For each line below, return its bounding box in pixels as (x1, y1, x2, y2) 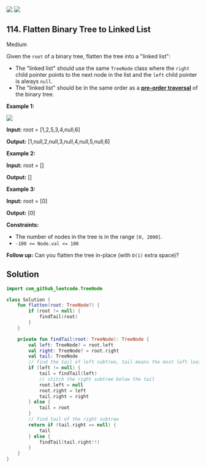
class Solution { (6, 297, 51, 303)
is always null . (15, 77, 53, 85)
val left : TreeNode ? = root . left (28, 341, 114, 348)
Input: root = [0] (6, 197, 48, 205)
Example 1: (6, 102, 35, 110)
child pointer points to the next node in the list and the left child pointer (15, 71, 197, 78)
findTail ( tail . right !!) (39, 439, 100, 445)
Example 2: (6, 149, 36, 157)
